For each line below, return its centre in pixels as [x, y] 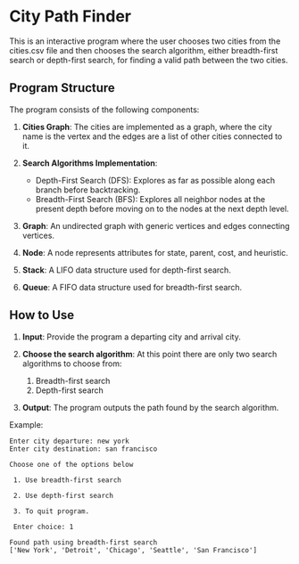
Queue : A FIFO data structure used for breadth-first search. [132, 287]
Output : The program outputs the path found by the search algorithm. [150, 407]
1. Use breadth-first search [67, 480]
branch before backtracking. [88, 190]
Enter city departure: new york [69, 441]
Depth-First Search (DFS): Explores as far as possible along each [155, 180]
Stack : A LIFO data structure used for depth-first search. [127, 270]
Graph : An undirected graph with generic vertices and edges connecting [156, 225]
